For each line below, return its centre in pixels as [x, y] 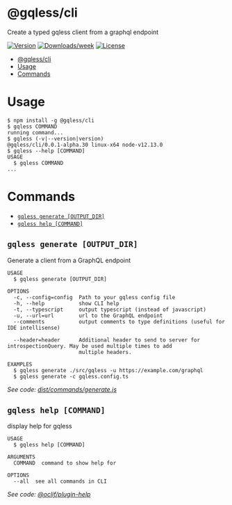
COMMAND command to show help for [65, 463]
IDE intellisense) [34, 328]
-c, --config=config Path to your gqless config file [94, 297]
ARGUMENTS [22, 457]
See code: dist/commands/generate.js [62, 389]
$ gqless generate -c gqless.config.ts [71, 376]
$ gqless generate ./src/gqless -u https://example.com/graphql [108, 370]
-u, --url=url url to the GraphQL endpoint [88, 315]
